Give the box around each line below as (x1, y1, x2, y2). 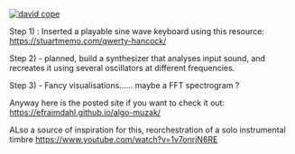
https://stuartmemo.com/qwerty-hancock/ (9, 36, 167, 46)
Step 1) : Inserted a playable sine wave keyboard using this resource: (9, 26, 264, 36)
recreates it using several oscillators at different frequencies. (9, 63, 235, 73)
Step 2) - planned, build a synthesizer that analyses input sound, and (9, 53, 266, 63)
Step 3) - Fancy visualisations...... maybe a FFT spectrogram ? (9, 80, 240, 90)
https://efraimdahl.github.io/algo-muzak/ (9, 107, 161, 117)
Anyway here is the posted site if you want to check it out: (9, 97, 226, 108)
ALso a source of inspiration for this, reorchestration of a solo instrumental (9, 124, 286, 135)
